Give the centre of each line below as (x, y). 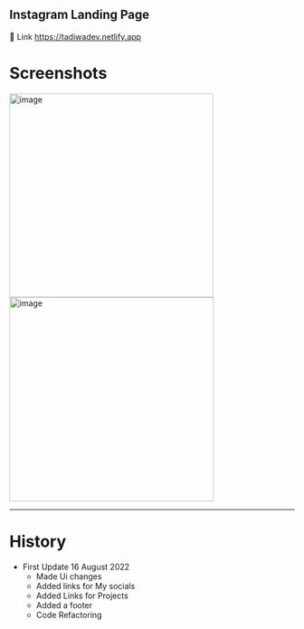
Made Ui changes (69, 576)
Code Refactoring (69, 615)
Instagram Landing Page (80, 15)
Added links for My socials (85, 586)
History (38, 541)
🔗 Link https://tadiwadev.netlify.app (76, 36)
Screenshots (58, 73)
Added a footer (64, 605)
